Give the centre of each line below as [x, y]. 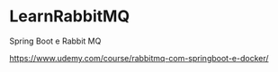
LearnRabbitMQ [70, 16]
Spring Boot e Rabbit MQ [55, 41]
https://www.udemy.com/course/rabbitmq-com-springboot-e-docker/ [139, 58]
